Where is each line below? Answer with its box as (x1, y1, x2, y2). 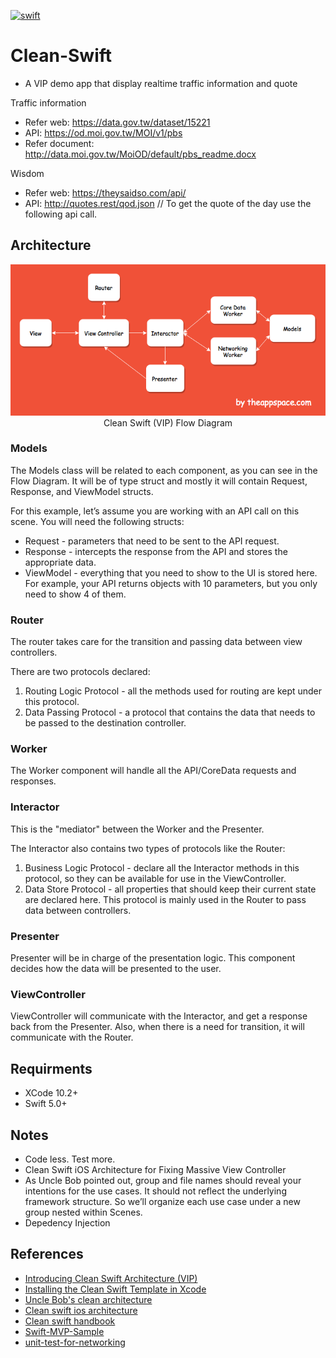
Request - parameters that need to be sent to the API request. (24, 535, 280, 547)
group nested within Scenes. (24, 1206, 143, 1218)
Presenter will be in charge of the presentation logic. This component (10, 952, 296, 964)
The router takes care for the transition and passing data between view (10, 636, 303, 648)
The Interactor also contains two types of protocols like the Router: (10, 842, 286, 854)
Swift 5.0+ (24, 1098, 68, 1110)
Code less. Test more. (24, 1153, 116, 1165)
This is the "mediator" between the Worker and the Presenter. (10, 823, 265, 835)
